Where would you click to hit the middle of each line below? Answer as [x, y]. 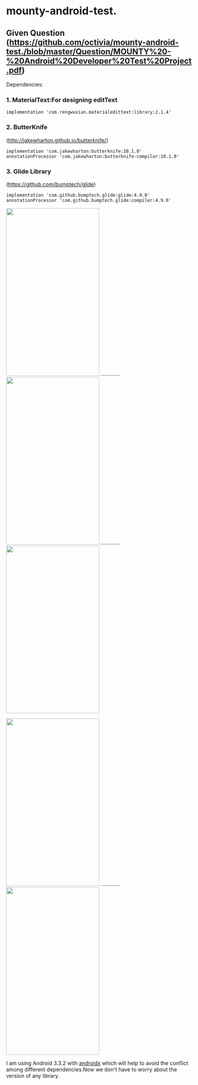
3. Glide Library [29, 171]
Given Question [36, 33]
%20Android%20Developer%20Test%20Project [99, 61]
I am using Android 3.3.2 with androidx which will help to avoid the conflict [97, 1063]
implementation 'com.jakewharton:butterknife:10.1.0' [74, 151]
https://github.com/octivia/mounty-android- [94, 42]
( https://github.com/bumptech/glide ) [51, 184]
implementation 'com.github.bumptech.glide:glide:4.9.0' [78, 195]
